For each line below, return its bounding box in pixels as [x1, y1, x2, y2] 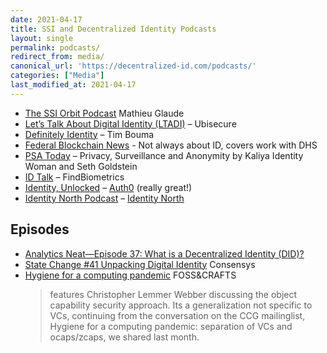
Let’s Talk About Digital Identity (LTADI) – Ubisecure [24, 117, 237, 130]
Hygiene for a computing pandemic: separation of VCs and [49, 320, 293, 332]
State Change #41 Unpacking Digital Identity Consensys [24, 258, 256, 270]
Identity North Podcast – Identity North [24, 192, 185, 204]
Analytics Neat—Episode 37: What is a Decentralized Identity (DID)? [24, 247, 305, 260]
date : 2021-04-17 [10, 14, 83, 25]
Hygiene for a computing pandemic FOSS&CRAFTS [24, 269, 237, 281]
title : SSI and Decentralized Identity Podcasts [10, 24, 217, 34]
